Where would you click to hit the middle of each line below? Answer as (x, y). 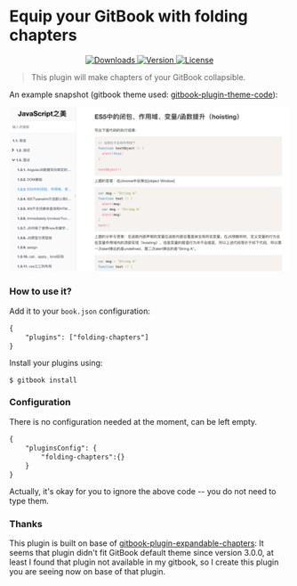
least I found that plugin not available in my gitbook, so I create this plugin (144, 562)
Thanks (26, 524)
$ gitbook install (43, 380)
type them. (29, 501)
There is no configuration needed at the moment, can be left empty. (133, 421)
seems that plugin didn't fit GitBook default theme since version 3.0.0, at (141, 553)
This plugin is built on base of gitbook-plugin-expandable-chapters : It (136, 543)
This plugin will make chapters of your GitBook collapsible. (138, 77)
